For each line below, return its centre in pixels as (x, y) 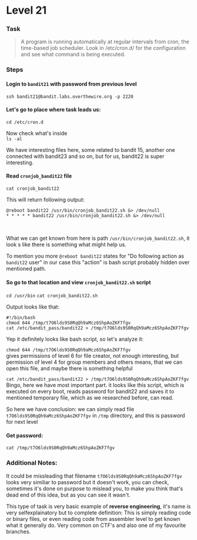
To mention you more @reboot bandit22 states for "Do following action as (95, 256)
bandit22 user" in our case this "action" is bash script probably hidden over (98, 262)
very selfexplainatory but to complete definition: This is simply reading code (98, 512)
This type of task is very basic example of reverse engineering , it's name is (98, 506)
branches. (18, 531)
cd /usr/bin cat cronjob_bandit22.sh (52, 296)
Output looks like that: (33, 307)
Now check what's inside (37, 133)
